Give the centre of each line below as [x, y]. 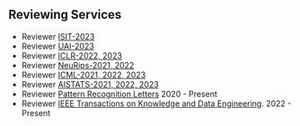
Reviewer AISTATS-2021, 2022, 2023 [90, 84]
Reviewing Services [65, 15]
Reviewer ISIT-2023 [58, 36]
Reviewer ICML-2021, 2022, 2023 [84, 75]
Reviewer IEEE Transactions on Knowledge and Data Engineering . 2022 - [156, 103]
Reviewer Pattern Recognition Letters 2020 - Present [119, 94]
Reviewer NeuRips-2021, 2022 [78, 65]
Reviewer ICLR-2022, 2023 [72, 55]
